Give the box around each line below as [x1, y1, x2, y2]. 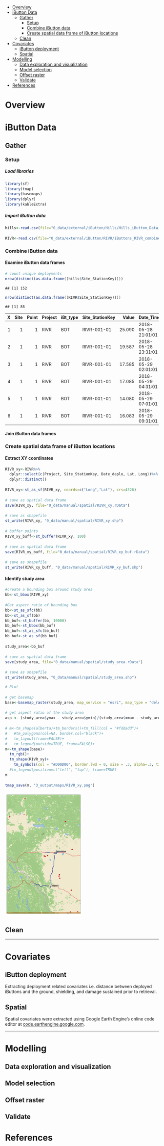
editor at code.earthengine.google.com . [5, 1021, 85, 1027]
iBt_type [61, 314, 79, 320]
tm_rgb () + [9, 752, 29, 757]
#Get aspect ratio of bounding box [5, 602, 78, 607]
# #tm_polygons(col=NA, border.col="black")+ [5, 731, 104, 736]
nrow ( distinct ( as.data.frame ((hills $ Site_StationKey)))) [5, 276, 123, 281]
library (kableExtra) [5, 202, 47, 207]
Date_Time [139, 314, 161, 320]
